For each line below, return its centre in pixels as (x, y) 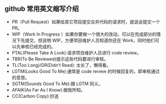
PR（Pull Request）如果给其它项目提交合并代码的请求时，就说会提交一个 (86, 22)
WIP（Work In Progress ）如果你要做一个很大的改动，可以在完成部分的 (84, 34)
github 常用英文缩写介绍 (42, 9)
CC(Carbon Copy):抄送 (35, 96)
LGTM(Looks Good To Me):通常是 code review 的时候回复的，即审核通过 (86, 71)
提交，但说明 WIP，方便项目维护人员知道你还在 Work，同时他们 (90, 40)
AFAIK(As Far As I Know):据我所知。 (48, 90)
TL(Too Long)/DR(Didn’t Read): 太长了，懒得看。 (61, 65)
